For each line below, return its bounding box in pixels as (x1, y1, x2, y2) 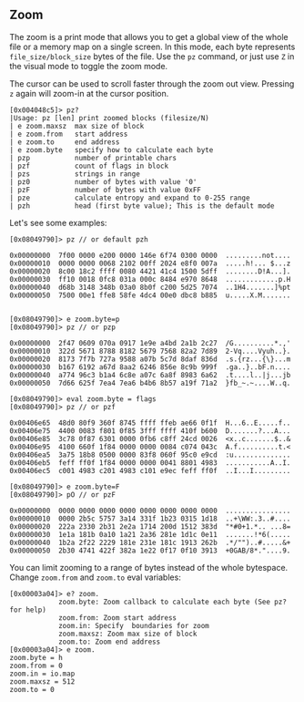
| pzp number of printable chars (9, 153, 177, 162)
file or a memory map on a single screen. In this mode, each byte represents (9, 41, 296, 52)
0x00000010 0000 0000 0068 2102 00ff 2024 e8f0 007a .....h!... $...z (9, 259, 291, 268)
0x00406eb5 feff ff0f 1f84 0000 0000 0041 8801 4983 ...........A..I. (9, 458, 291, 468)
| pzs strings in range (9, 169, 141, 179)
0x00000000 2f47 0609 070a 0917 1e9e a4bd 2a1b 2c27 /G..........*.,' (9, 338, 291, 347)
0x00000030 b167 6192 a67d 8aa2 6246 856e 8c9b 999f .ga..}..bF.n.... (9, 362, 291, 372)
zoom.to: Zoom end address (57, 637, 161, 646)
